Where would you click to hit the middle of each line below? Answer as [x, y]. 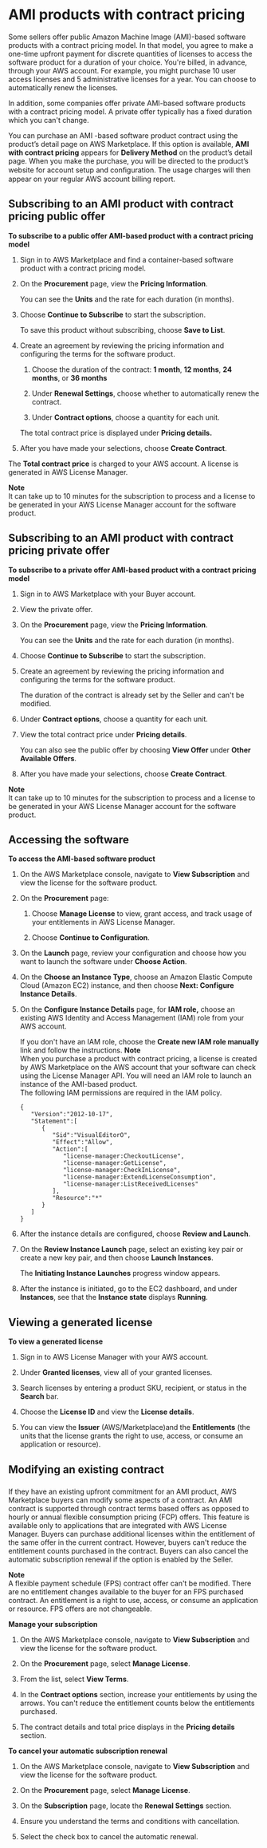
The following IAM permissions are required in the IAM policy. [121, 1093]
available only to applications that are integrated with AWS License [118, 1525]
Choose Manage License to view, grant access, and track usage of [142, 914]
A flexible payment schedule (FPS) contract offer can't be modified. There [130, 1583]
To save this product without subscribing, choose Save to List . [122, 330]
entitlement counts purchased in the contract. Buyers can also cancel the [128, 1550]
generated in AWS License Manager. [68, 472]
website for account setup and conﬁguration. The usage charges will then [130, 170]
